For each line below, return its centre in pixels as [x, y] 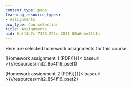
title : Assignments [26, 29]
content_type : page [26, 10]
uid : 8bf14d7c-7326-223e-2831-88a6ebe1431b [53, 34]
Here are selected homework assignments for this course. [67, 48]
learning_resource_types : [33, 15]
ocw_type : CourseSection [32, 24]
